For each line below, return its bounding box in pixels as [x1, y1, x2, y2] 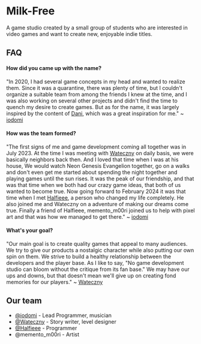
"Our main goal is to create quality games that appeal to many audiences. [6, 240, 188, 247]
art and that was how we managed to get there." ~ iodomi [6, 213, 149, 220]
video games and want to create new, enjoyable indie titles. [6, 30, 153, 37]
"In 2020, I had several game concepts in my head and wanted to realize [6, 78, 185, 85]
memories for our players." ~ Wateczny [6, 278, 103, 285]
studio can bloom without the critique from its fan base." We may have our [6, 265, 190, 273]
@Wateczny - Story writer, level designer [14, 318, 117, 325]
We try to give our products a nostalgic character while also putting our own [6, 246, 194, 254]
